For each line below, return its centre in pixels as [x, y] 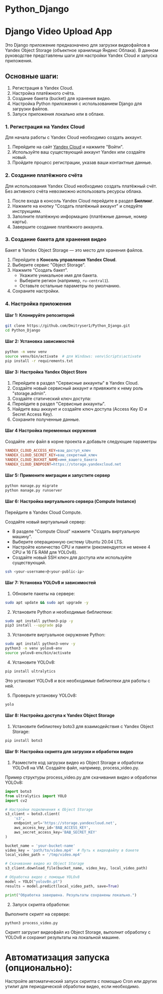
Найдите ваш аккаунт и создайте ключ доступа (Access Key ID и [80, 409]
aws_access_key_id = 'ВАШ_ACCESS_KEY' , [52, 828]
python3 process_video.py [31, 923]
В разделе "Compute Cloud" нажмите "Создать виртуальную [76, 531]
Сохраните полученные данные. [46, 419]
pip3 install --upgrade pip [34, 626]
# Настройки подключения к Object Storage [49, 810]
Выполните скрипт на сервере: [37, 914]
